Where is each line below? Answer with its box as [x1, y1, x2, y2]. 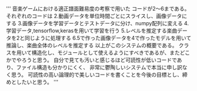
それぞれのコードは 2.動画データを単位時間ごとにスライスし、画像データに [6, 12, 188, 19]
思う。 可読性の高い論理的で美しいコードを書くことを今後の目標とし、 [11, 71, 183, 78]
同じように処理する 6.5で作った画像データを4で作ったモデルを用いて [24, 35, 192, 41]
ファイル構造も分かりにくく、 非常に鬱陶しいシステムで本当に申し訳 [16, 64, 182, 70]
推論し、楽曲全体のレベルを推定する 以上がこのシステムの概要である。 [6, 42, 178, 49]
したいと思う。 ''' [16, 79, 59, 85]
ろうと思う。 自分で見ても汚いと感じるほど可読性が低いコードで [21, 56, 178, 63]
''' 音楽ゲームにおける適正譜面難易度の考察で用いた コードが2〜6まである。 [6, 5, 190, 12]
